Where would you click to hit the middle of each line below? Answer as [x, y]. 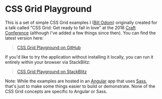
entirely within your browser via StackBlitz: [48, 62]
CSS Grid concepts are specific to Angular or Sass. [56, 91]
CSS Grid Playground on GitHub [49, 47]
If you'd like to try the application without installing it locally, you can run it [79, 57]
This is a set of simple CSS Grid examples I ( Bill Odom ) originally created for [81, 22]
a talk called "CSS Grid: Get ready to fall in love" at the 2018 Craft [71, 27]
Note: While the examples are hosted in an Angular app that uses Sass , [76, 81]
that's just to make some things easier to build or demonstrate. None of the [80, 86]
